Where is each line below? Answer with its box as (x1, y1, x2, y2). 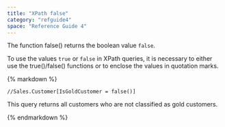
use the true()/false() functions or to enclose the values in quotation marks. (7, 62, 219, 70)
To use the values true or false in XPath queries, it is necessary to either (7, 55, 213, 63)
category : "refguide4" (7, 16, 72, 23)
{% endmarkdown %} (7, 113, 68, 122)
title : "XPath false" (7, 10, 69, 17)
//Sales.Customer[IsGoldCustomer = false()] (7, 88, 136, 96)
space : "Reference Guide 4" (7, 23, 88, 29)
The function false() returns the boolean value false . (7, 42, 156, 50)
